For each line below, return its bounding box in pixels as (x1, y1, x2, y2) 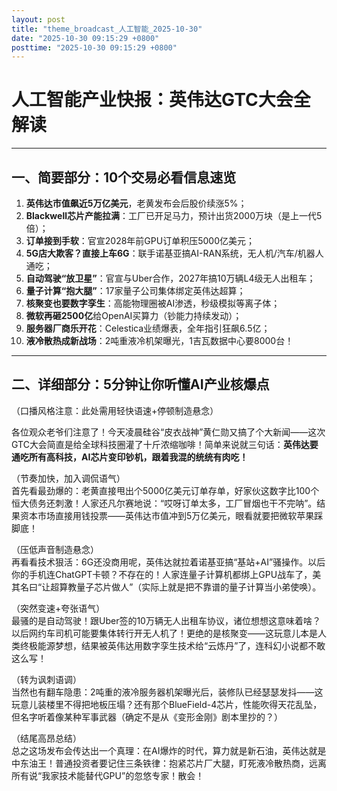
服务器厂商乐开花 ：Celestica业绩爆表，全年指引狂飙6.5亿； (25, 322, 271, 334)
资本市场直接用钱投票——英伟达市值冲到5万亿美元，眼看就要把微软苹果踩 (19, 509, 324, 521)
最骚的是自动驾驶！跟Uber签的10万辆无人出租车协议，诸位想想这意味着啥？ (11, 614, 321, 626)
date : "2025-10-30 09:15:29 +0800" (11, 33, 160, 43)
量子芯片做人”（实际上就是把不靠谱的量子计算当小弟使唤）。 (76, 581, 322, 593)
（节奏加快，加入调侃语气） (11, 472, 126, 484)
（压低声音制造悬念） (11, 543, 99, 555)
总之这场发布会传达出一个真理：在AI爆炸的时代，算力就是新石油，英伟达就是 (11, 744, 327, 756)
